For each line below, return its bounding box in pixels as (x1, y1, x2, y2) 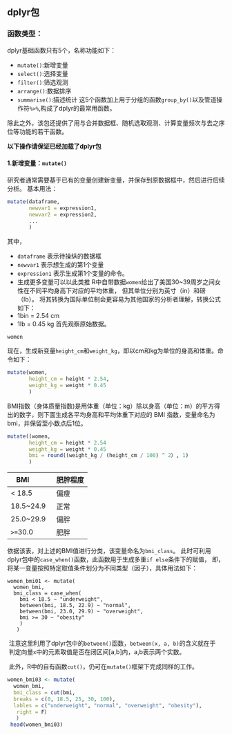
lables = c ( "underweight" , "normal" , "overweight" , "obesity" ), (13, 702, 202, 709)
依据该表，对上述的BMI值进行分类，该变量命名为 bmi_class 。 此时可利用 (7, 547, 211, 555)
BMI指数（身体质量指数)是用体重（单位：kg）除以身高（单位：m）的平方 (7, 402, 214, 410)
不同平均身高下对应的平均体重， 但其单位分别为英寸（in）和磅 (29, 286, 206, 295)
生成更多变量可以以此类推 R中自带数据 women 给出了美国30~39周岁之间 (17, 278, 215, 286)
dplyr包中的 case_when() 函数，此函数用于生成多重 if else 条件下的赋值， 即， (7, 555, 224, 564)
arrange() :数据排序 (17, 86, 72, 95)
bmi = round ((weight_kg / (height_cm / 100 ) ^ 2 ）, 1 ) (28, 452, 189, 459)
